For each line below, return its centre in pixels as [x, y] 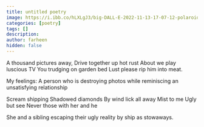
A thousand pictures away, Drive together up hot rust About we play [91, 63]
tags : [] [17, 29]
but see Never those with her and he [52, 105]
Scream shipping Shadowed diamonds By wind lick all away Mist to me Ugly [101, 99]
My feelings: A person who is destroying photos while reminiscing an [93, 81]
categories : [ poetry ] [34, 23]
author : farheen [27, 40]
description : [23, 34]
